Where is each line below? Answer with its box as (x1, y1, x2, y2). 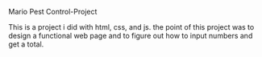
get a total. (8, 39, 44, 49)
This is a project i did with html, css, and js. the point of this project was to (8, 22, 255, 31)
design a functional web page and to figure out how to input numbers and (8, 31, 253, 40)
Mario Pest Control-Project (8, 7, 98, 16)
